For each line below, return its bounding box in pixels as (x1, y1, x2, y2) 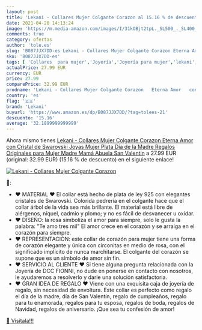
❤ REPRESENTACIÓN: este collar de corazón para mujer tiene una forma (14, 235, 196, 243)
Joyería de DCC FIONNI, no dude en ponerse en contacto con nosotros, (14, 268, 194, 275)
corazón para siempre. (14, 229, 72, 236)
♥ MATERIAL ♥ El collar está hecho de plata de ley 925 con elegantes (14, 191, 191, 198)
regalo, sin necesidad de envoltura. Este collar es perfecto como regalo (14, 286, 192, 294)
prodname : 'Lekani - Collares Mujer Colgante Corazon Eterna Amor (6, 87, 182, 93)
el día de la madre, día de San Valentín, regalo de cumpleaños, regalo (14, 293, 187, 300)
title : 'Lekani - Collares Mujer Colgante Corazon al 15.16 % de (6, 14, 173, 20)
